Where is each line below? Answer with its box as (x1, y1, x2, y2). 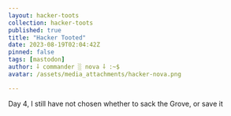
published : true (8, 26, 61, 34)
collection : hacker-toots (8, 19, 93, 27)
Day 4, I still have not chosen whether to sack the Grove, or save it (8, 99, 223, 108)
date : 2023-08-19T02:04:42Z (8, 41, 101, 49)
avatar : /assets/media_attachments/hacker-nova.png (8, 70, 181, 78)
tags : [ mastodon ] (8, 56, 65, 64)
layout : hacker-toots (8, 11, 80, 20)
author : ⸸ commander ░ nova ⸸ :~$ (8, 63, 120, 71)
